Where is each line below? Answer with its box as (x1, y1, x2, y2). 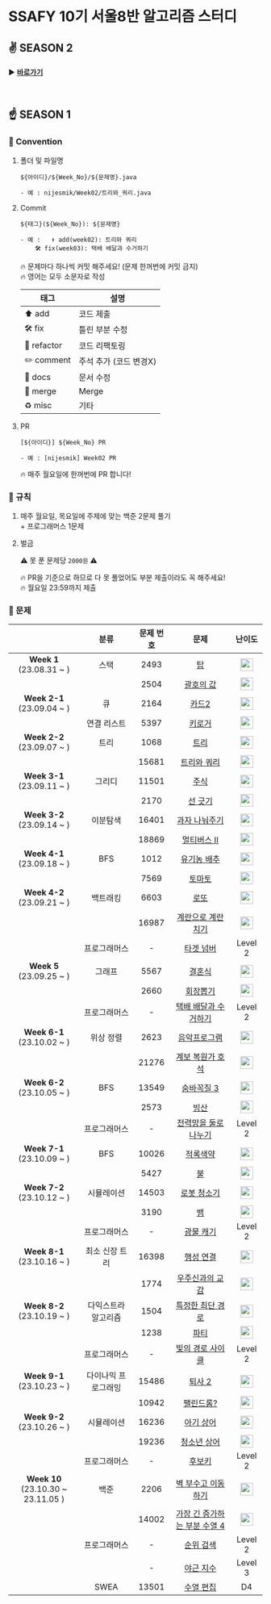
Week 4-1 (23, 848, 65, 859)
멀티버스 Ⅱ (181, 834, 219, 846)
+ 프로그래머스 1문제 (19, 521, 85, 531)
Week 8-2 (23, 1301, 65, 1312)
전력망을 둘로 (177, 1117, 224, 1129)
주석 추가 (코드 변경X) (78, 356, 157, 367)
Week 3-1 (23, 771, 65, 782)
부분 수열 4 (185, 1520, 226, 1531)
